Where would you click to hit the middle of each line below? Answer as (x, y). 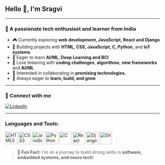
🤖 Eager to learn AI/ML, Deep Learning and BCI (60, 58)
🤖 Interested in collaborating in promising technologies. (69, 73)
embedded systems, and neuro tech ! (55, 157)
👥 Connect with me (28, 96)
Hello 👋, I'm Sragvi (34, 9)
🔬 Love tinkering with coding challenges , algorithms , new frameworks (84, 63)
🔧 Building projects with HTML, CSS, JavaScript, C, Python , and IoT (81, 47)
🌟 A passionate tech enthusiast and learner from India (70, 29)
